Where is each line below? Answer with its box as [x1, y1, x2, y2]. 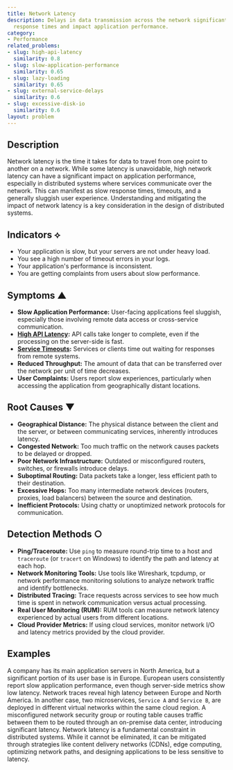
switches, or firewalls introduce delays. [17, 464, 130, 472]
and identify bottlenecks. [17, 584, 89, 592]
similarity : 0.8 [13, 55, 60, 62]
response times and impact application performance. [13, 23, 169, 30]
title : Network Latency [7, 10, 76, 17]
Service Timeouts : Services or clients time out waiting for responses [17, 344, 215, 353]
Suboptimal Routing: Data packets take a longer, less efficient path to [17, 471, 217, 480]
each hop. [17, 561, 46, 570]
